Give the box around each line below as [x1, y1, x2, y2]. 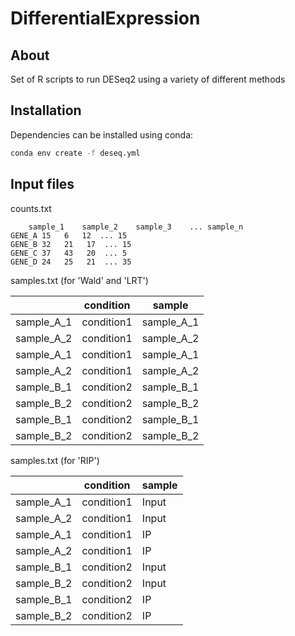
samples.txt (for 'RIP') [10, 454, 100, 466]
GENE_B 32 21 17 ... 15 [10, 239, 132, 249]
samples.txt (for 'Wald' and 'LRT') [10, 274, 149, 286]
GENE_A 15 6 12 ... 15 [10, 230, 128, 241]
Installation [10, 102, 82, 119]
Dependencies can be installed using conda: [10, 128, 194, 141]
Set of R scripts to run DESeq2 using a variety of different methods [10, 73, 286, 85]
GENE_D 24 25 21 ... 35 [10, 257, 132, 267]
